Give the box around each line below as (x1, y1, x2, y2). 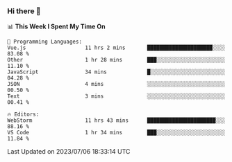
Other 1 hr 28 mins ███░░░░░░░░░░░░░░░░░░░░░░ (7, 57, 226, 64)
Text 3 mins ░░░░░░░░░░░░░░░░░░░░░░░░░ (7, 93, 226, 100)
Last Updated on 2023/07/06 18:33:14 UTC (7, 147, 131, 156)
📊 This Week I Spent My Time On (7, 22, 106, 30)
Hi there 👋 (7, 6, 42, 16)
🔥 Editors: (7, 111, 40, 118)
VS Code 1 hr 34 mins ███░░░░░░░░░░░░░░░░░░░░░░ (7, 129, 226, 136)
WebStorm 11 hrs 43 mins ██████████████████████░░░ (7, 117, 226, 124)
